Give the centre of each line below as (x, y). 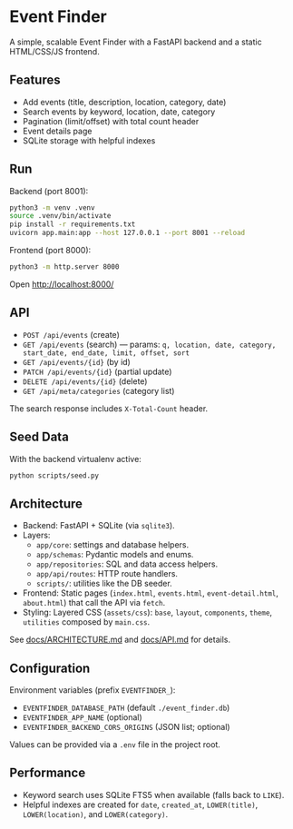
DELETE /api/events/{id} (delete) (85, 381)
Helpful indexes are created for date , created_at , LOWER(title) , (140, 804)
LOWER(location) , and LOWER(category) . (95, 814)
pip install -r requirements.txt (73, 224)
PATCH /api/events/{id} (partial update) (97, 371)
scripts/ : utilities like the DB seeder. (104, 584)
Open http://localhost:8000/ (62, 284)
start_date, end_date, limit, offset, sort (106, 353)
